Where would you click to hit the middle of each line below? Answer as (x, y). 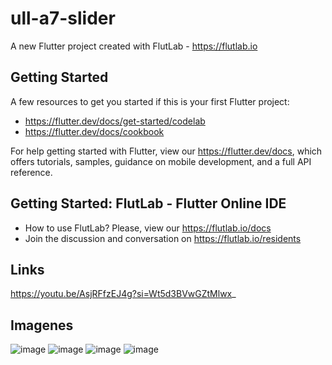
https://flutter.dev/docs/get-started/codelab (115, 121)
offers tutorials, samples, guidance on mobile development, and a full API (161, 161)
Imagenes (42, 325)
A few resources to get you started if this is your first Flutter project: (150, 101)
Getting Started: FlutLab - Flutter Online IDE (148, 203)
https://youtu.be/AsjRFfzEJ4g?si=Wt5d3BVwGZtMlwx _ (123, 294)
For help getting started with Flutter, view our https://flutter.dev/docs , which (166, 151)
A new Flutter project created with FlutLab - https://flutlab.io (134, 46)
